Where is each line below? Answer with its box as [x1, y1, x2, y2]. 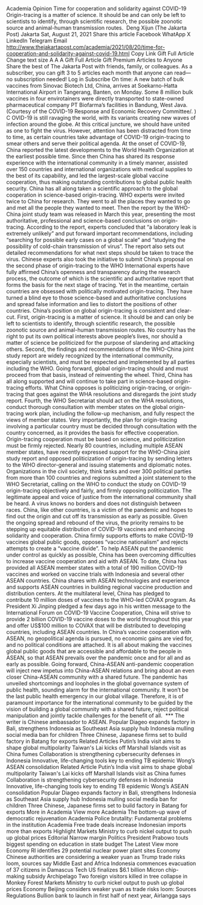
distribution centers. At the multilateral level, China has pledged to [6, 590, 170, 597]
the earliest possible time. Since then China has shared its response [6, 153, 175, 160]
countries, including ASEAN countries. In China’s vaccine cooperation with [6, 629, 192, 636]
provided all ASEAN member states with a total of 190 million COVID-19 [6, 564, 183, 572]
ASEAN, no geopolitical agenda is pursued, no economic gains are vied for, [6, 635, 193, 642]
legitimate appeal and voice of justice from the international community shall [6, 494, 196, 501]
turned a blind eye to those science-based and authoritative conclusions [6, 294, 187, 301]
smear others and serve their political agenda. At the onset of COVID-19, [6, 140, 186, 147]
